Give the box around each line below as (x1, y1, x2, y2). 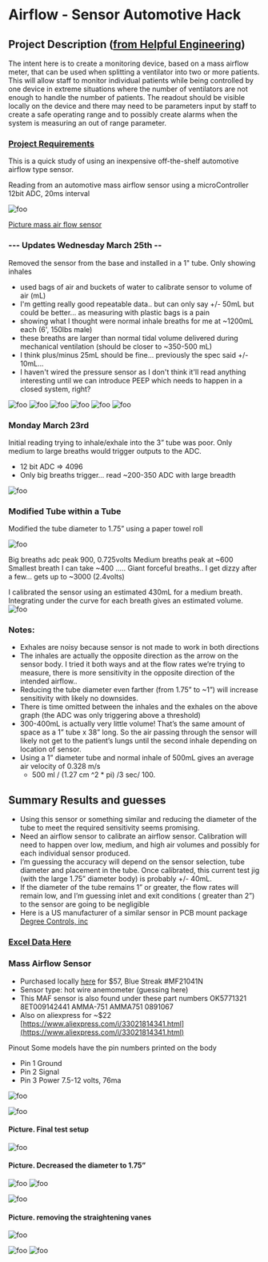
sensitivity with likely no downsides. (19, 694, 138, 703)
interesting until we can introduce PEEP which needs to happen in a (19, 375, 242, 385)
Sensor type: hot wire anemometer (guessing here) (19, 984, 189, 994)
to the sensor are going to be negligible (19, 899, 150, 909)
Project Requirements (8, 138, 94, 149)
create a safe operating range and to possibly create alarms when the (8, 110, 238, 119)
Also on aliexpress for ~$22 (19, 1010, 112, 1020)
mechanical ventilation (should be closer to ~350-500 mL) (19, 342, 213, 351)
